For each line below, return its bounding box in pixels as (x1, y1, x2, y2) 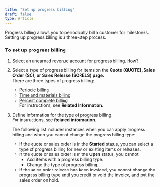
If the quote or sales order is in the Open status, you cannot (19, 151, 139, 157)
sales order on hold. (19, 177, 60, 183)
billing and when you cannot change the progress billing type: (12, 132, 136, 137)
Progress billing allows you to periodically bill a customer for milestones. (5, 30, 149, 35)
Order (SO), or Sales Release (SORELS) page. (12, 72, 105, 78)
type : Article (5, 16, 34, 21)
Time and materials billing (19, 92, 71, 98)
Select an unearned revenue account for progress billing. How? (12, 58, 139, 64)
